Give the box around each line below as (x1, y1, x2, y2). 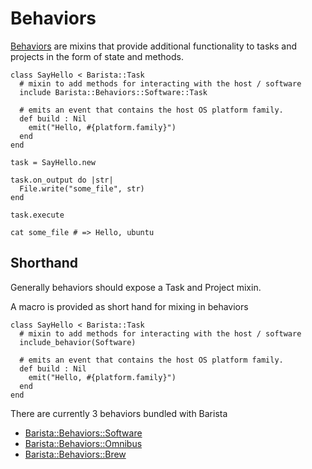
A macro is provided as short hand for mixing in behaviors (10, 300, 249, 312)
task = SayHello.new (10, 157, 97, 167)
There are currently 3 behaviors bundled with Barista (10, 407, 228, 419)
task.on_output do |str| (10, 175, 114, 185)
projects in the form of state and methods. (10, 50, 185, 62)
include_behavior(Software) (19, 337, 137, 347)
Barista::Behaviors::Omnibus (24, 437, 143, 449)
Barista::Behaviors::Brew (24, 448, 127, 460)
